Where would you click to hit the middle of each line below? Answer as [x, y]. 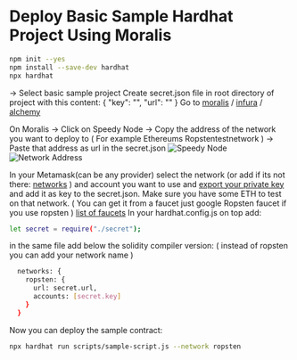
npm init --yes [37, 59]
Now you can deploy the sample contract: [86, 330]
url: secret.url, [65, 288]
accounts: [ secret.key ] [77, 297]
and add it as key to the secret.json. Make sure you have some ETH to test [146, 193]
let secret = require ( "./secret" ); [75, 229]
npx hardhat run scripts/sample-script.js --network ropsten [125, 346]
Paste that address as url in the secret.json [88, 148]
